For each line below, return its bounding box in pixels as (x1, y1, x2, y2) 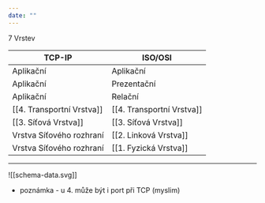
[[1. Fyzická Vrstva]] (111, 142, 188, 153)
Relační (111, 91, 140, 102)
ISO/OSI (141, 52, 172, 63)
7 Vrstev (8, 33, 35, 43)
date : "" (8, 11, 37, 20)
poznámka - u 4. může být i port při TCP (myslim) (19, 185, 181, 194)
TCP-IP (43, 52, 73, 63)
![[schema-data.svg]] (8, 170, 77, 179)
